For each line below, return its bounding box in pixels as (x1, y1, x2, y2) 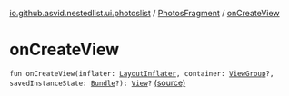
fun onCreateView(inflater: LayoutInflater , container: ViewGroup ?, (9, 69, 274, 78)
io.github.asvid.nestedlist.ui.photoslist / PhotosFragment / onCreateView (9, 8, 280, 18)
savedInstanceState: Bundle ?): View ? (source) (9, 77, 186, 88)
